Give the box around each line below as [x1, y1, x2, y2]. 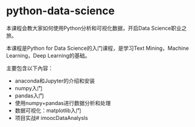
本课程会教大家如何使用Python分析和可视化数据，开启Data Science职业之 [6, 24, 187, 31]
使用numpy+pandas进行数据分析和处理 [14, 99, 112, 106]
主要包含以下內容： [6, 64, 54, 72]
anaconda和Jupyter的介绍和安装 [14, 77, 95, 84]
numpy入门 [14, 84, 43, 91]
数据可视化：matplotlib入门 [14, 107, 82, 114]
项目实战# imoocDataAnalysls [14, 114, 88, 121]
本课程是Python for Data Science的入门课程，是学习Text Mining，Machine [6, 45, 189, 52]
